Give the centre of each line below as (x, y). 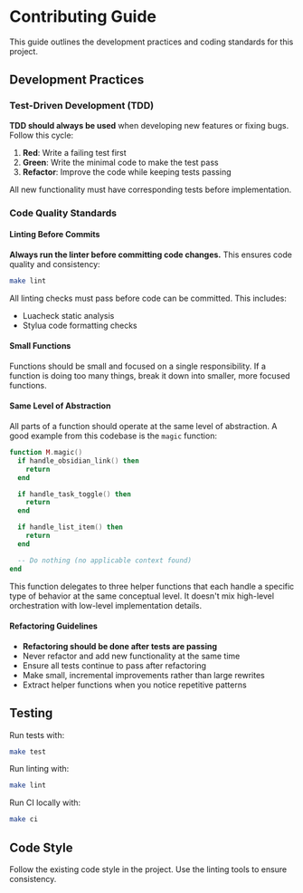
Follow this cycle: (42, 135)
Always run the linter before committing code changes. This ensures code (151, 254)
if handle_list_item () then (71, 527)
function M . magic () (46, 453)
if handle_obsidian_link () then (79, 461)
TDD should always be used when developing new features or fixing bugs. (149, 125)
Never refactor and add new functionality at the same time (131, 656)
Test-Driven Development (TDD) (82, 106)
